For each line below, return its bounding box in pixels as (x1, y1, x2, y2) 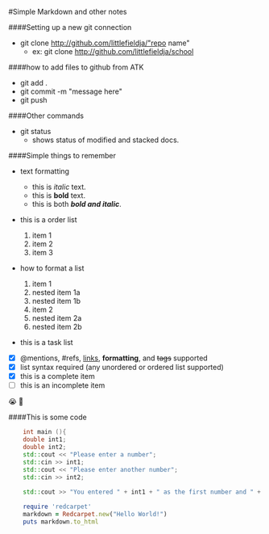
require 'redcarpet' (23, 502, 92, 511)
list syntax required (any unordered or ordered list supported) (19, 363, 224, 372)
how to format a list (19, 263, 85, 273)
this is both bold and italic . (31, 200, 122, 208)
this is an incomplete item (19, 381, 106, 390)
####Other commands (8, 111, 85, 120)
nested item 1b (31, 296, 81, 305)
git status (19, 127, 52, 136)
